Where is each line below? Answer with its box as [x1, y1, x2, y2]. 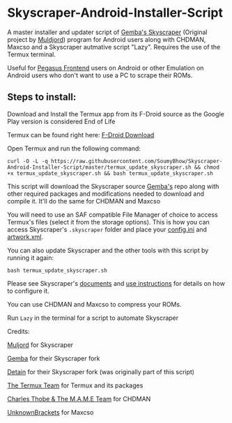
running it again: [7, 253, 54, 262]
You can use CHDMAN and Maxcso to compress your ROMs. [7, 300, 182, 308]
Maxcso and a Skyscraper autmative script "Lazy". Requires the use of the [7, 43, 221, 51]
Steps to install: [7, 91, 77, 103]
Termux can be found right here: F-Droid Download [7, 130, 155, 139]
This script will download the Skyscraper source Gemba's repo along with [7, 182, 219, 190]
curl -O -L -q [7, 157, 49, 164]
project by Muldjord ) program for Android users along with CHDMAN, [7, 35, 206, 43]
